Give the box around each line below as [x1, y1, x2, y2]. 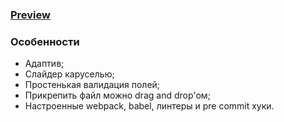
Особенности [10, 34, 80, 48]
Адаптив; [24, 58, 65, 70]
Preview [10, 8, 51, 22]
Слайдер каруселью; [24, 68, 115, 80]
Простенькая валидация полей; [24, 79, 161, 91]
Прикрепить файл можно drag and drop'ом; [24, 89, 211, 102]
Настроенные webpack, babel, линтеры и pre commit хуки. [24, 100, 275, 112]
